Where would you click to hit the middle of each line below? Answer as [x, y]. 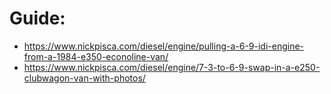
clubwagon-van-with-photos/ [84, 78]
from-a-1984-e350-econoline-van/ [96, 56]
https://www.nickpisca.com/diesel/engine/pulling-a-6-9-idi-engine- [164, 46]
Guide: [37, 18]
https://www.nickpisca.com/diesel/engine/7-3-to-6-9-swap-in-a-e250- [172, 67]
